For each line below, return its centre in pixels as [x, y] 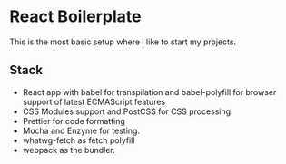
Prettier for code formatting [74, 121]
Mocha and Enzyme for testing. [81, 130]
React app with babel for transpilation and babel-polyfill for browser [149, 92]
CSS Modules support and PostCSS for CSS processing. [128, 111]
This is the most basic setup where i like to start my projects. [123, 42]
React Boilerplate [75, 17]
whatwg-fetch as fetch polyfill [79, 140]
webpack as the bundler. [69, 150]
